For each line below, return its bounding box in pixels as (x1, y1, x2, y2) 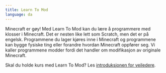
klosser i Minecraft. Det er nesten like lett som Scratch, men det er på (5, 31, 149, 37)
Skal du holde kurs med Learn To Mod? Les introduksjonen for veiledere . (5, 62, 156, 68)
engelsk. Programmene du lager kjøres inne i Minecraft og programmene (5, 36, 156, 42)
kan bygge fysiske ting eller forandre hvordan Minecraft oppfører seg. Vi (5, 41, 155, 47)
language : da (5, 12, 33, 17)
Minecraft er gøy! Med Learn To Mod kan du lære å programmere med (5, 25, 151, 31)
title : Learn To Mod (5, 7, 49, 12)
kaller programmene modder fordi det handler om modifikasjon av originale (5, 47, 161, 53)
